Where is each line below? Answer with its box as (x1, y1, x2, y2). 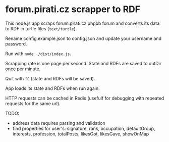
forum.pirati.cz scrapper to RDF (5, 4, 141, 15)
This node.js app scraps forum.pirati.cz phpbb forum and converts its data (5, 20, 160, 26)
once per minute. (5, 66, 41, 72)
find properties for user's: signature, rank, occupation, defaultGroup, (12, 125, 155, 131)
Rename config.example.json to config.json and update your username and (5, 35, 161, 41)
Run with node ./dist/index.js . (5, 51, 72, 57)
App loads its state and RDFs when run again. (5, 85, 100, 91)
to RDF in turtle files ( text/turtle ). (5, 25, 77, 31)
